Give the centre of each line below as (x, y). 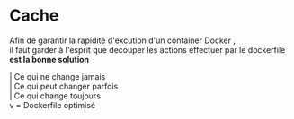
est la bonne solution (49, 59)
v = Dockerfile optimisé (53, 105)
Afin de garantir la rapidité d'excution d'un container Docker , (123, 40)
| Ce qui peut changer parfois (64, 86)
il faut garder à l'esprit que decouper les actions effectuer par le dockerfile (147, 49)
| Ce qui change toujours (55, 96)
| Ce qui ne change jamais (58, 76)
